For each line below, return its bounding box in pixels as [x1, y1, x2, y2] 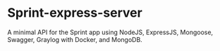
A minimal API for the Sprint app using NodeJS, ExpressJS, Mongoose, [7, 28, 214, 36]
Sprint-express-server [7, 5, 142, 21]
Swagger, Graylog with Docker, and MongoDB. [7, 35, 142, 43]
